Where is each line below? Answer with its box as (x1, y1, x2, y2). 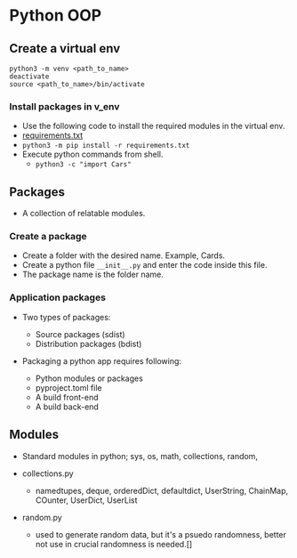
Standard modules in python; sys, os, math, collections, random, (21, 450, 258, 461)
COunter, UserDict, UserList (35, 495, 138, 505)
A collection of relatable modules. (21, 208, 146, 219)
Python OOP (9, 5, 102, 26)
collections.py (21, 468, 74, 479)
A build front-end (35, 392, 99, 402)
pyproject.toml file (35, 382, 102, 392)
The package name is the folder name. (21, 269, 165, 280)
